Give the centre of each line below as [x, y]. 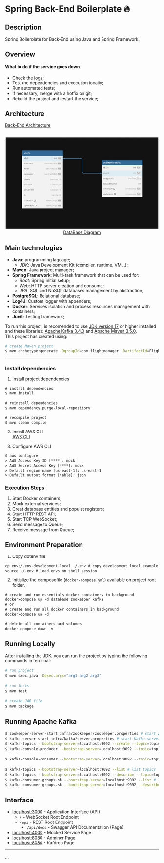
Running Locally [30, 644]
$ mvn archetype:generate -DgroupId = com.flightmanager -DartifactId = [77, 351]
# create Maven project [29, 346]
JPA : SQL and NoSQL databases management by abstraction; [81, 291]
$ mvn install [20, 393]
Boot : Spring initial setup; [45, 280]
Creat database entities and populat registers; [58, 509]
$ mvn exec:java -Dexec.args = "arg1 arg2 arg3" [53, 676]
